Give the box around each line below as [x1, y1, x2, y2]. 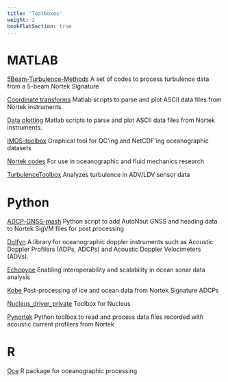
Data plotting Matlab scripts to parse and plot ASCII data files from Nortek [7, 116, 216, 124]
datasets [7, 144, 32, 152]
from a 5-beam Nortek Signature [7, 82, 99, 91]
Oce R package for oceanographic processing [7, 367, 138, 375]
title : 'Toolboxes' [7, 10, 63, 17]
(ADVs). [7, 252, 29, 261]
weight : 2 [7, 16, 36, 23]
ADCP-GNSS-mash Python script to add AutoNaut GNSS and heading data [7, 217, 218, 226]
